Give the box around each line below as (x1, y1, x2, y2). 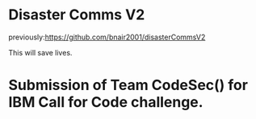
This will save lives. (8, 47, 73, 57)
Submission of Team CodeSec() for (8, 76, 249, 94)
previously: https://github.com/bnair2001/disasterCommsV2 (8, 32, 206, 42)
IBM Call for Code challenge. (8, 93, 204, 112)
